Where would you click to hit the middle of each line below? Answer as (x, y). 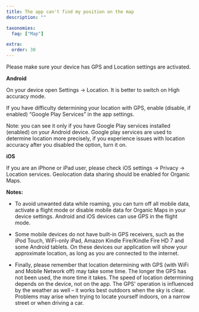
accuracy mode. (26, 96)
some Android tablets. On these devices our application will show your (101, 247)
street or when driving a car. (49, 303)
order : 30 (23, 50)
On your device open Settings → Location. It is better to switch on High (93, 90)
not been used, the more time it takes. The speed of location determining (104, 277)
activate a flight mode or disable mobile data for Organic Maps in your (100, 210)
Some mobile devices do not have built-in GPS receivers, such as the (99, 234)
